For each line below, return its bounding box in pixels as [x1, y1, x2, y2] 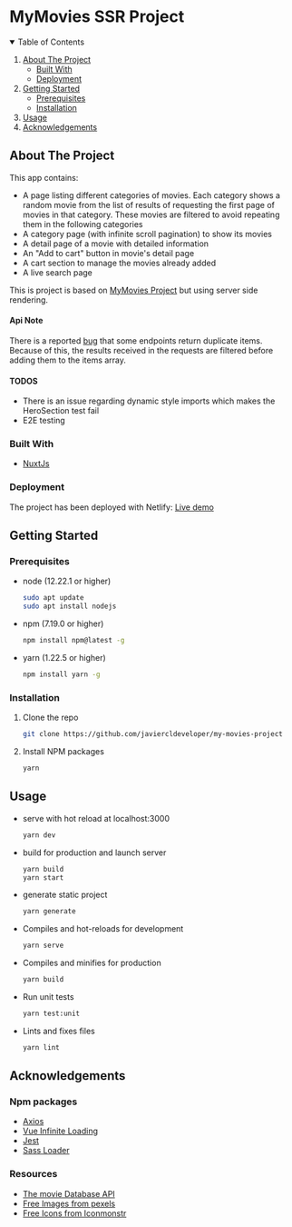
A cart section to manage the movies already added [22, 257, 216, 268]
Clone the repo [22, 712, 79, 723]
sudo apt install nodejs [22, 602, 117, 611]
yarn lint [22, 1042, 61, 1052]
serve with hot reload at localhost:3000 [22, 813, 170, 823]
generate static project [22, 889, 108, 901]
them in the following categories [22, 218, 143, 229]
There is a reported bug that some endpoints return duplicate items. [9, 334, 263, 346]
